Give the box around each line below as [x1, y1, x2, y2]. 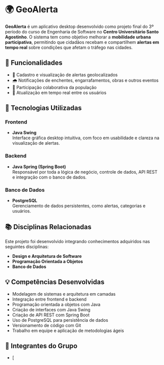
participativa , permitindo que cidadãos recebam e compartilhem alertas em [5, 39, 160, 45]
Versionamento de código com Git [12, 322, 81, 328]
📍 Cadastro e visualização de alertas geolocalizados [12, 72, 118, 78]
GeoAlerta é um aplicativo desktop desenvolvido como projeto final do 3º [5, 23, 154, 30]
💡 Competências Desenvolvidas [5, 278, 105, 286]
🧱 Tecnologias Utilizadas [5, 104, 82, 112]
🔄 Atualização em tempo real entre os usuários [12, 90, 107, 95]
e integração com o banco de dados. [12, 174, 87, 180]
